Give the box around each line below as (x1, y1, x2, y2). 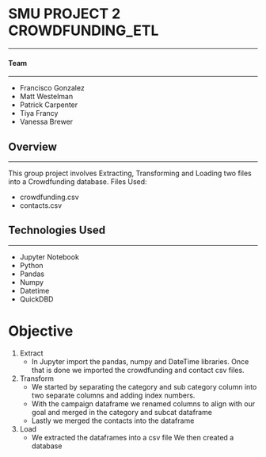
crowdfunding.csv (19, 192, 79, 202)
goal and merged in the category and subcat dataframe (31, 407, 212, 417)
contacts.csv (19, 200, 63, 210)
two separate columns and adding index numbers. (31, 390, 196, 400)
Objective (8, 322, 74, 340)
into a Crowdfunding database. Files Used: (8, 176, 148, 186)
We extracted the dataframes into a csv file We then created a (31, 432, 234, 442)
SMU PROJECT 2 (8, 5, 121, 23)
